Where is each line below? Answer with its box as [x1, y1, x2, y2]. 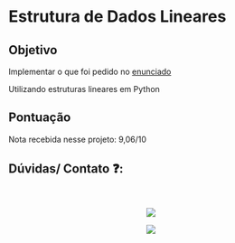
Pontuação [8, 110, 71, 126]
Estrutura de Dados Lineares [8, 6, 227, 27]
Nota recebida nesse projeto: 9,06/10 [8, 134, 146, 145]
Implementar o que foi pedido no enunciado [8, 66, 172, 77]
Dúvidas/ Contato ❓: [8, 161, 124, 177]
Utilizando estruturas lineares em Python [8, 84, 160, 94]
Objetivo [8, 42, 58, 58]
